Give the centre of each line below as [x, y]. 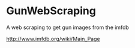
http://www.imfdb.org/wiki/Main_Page [53, 39]
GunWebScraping [51, 11]
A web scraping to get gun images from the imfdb [67, 27]
